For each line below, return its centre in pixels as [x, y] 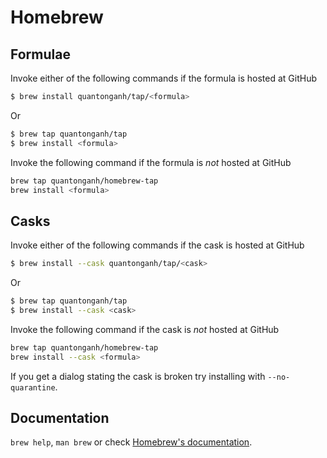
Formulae [40, 54]
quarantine [33, 387]
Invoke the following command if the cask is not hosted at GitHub [145, 329]
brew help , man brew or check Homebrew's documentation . [131, 442]
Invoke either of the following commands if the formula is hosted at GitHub [164, 78]
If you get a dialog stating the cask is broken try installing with [138, 376]
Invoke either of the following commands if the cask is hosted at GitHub [157, 245]
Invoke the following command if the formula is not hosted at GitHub [151, 162]
